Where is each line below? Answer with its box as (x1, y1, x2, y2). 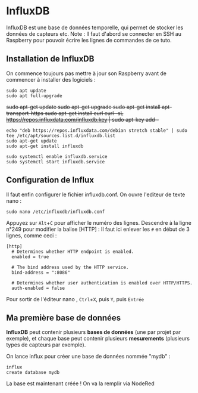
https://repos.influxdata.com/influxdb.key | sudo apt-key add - (6, 116, 159, 123)
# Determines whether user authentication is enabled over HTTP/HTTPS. (11, 280, 193, 286)
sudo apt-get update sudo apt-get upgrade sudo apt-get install (6, 103, 161, 110)
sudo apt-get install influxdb (6, 143, 84, 149)
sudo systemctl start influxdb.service (6, 159, 105, 165)
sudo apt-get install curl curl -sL (44, 109, 124, 117)
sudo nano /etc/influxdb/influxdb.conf (6, 209, 105, 215)
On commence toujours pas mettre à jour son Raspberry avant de (6, 70, 166, 77)
